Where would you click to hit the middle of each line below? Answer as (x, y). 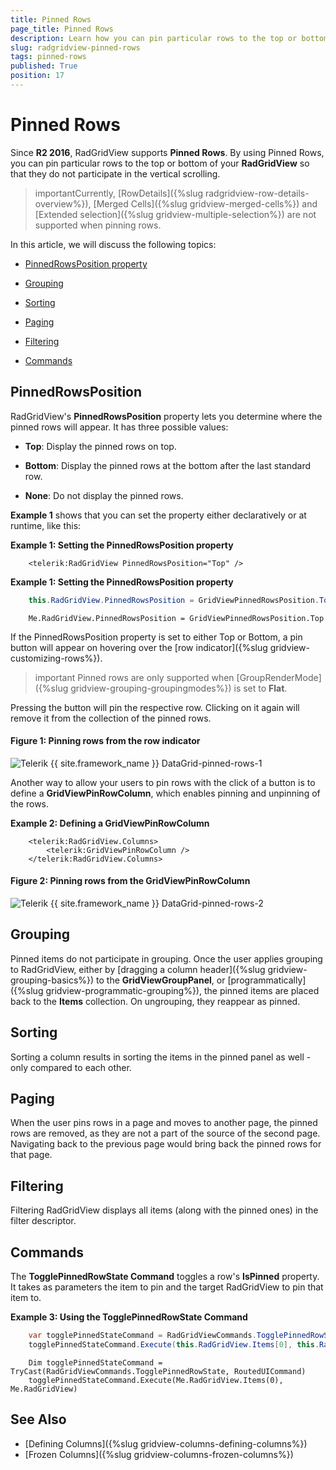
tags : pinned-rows (48, 57)
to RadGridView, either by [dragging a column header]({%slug (138, 969)
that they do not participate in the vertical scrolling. (115, 173)
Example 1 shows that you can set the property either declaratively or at (158, 515)
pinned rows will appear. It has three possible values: (119, 427)
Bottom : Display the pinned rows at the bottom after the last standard (167, 465)
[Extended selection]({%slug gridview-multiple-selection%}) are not (175, 214)
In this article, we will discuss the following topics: (113, 244)
